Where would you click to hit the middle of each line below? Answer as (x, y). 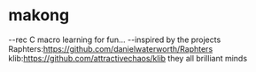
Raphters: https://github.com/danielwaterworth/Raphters (111, 48)
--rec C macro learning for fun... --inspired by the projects (115, 40)
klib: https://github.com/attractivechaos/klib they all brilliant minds (128, 58)
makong (39, 15)
